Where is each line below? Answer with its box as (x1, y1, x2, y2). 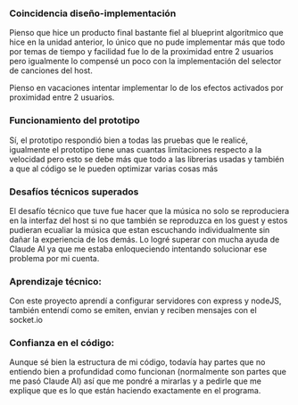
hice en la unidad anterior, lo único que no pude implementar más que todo (9, 37, 286, 47)
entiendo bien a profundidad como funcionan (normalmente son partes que (9, 367, 287, 377)
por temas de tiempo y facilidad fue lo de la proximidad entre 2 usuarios (9, 46, 274, 57)
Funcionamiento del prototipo (9, 114, 140, 127)
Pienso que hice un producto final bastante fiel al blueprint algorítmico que (9, 28, 284, 38)
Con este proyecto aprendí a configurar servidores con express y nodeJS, (9, 295, 282, 306)
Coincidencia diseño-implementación (9, 7, 177, 20)
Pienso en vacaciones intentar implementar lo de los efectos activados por (9, 83, 284, 94)
